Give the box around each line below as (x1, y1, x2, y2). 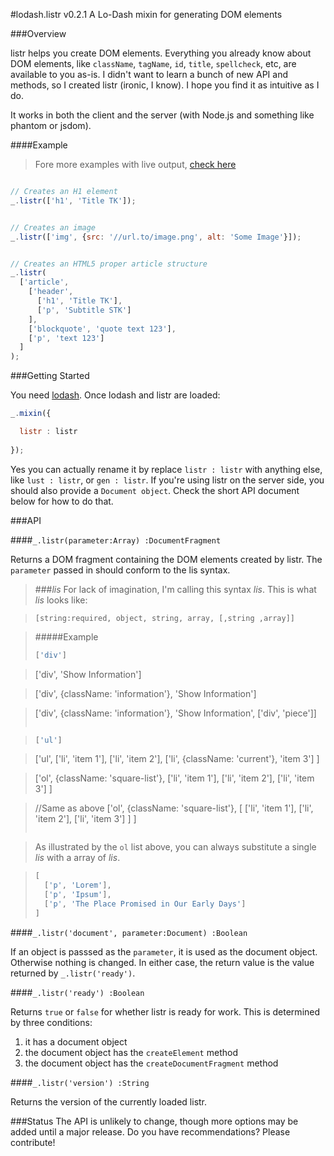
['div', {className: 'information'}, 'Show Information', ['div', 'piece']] (34, 707, 317, 719)
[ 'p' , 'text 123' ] (28, 333, 105, 343)
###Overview (10, 28, 67, 39)
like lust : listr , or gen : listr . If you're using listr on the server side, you (10, 474, 325, 486)
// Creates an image (10, 222, 97, 233)
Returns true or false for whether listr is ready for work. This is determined (10, 1005, 321, 1018)
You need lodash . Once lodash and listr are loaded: (10, 389, 221, 401)
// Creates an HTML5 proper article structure (10, 259, 208, 269)
